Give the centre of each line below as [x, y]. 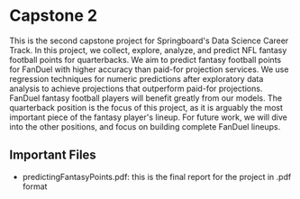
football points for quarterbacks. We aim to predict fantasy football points [145, 59]
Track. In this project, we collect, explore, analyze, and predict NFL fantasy [148, 50]
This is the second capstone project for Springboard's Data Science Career [149, 41]
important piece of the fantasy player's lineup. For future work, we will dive [149, 117]
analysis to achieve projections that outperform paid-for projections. [136, 88]
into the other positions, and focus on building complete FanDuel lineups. [145, 126]
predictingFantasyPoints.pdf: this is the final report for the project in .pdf [157, 176]
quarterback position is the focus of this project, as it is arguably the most [146, 107]
